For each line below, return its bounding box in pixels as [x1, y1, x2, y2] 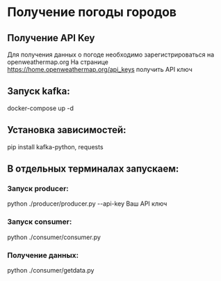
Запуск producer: [7, 183, 69, 193]
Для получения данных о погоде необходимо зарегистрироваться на [7, 50, 215, 59]
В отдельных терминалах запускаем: [7, 163, 179, 175]
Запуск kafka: [7, 85, 71, 98]
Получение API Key [7, 32, 95, 44]
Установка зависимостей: [7, 124, 126, 136]
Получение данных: [7, 250, 79, 260]
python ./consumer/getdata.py [7, 266, 95, 274]
